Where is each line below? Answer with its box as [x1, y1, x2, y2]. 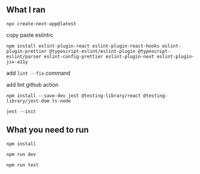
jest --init [6, 108, 36, 114]
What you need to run [6, 125, 89, 135]
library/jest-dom [6, 98, 50, 104]
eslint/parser [6, 54, 42, 60]
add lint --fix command [6, 69, 71, 76]
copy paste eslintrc [6, 31, 54, 39]
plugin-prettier [6, 48, 47, 54]
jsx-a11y [6, 58, 28, 65]
